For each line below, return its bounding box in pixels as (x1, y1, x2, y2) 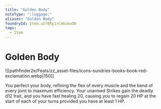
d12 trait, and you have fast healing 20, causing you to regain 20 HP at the (5, 93, 156, 99)
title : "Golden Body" (5, 7, 50, 12)
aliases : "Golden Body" (5, 16, 54, 21)
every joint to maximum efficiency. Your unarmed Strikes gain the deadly (5, 87, 154, 94)
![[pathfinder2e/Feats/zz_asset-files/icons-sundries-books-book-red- (5, 68, 148, 73)
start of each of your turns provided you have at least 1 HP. (5, 98, 125, 104)
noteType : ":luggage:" (5, 12, 52, 17)
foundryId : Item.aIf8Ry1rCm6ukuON (5, 21, 77, 26)
